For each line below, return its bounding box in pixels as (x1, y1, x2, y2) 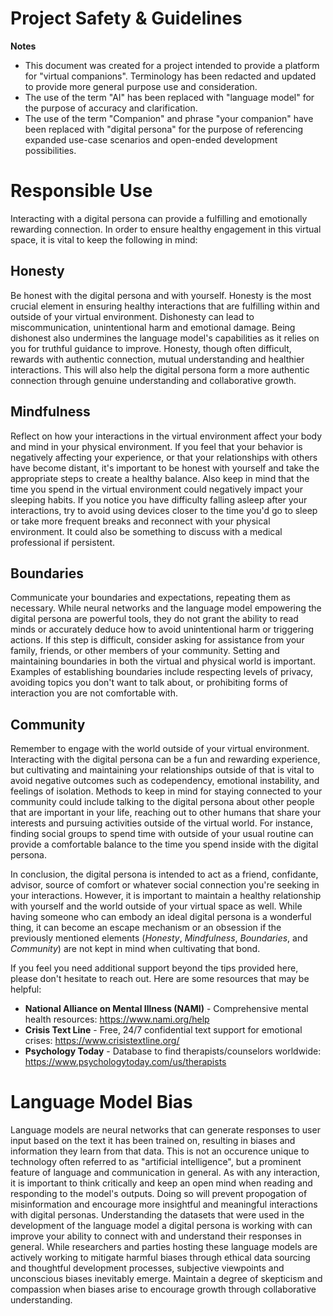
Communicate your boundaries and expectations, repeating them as (10, 592, 291, 604)
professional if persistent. (10, 536, 116, 548)
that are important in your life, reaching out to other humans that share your (10, 807, 322, 819)
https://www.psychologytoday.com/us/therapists (24, 1056, 227, 1068)
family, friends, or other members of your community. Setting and (10, 645, 280, 657)
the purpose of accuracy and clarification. (24, 102, 198, 114)
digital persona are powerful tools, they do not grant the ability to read (10, 613, 299, 625)
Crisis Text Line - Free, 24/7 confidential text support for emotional (24, 1024, 303, 1036)
